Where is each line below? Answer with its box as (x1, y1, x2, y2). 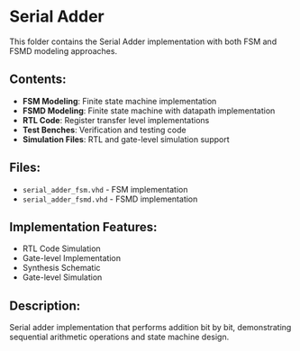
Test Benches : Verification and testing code (22, 124, 186, 135)
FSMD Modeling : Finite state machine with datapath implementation (22, 105, 276, 116)
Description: (9, 298, 81, 313)
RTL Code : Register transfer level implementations (22, 114, 210, 125)
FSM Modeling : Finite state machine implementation (22, 95, 217, 106)
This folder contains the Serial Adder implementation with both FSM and (9, 36, 277, 47)
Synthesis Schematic (22, 263, 101, 274)
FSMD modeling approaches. (9, 45, 118, 56)
